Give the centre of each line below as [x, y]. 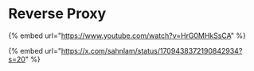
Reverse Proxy [57, 14]
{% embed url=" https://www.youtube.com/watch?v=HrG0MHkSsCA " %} [127, 35]
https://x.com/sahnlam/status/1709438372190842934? [152, 50]
